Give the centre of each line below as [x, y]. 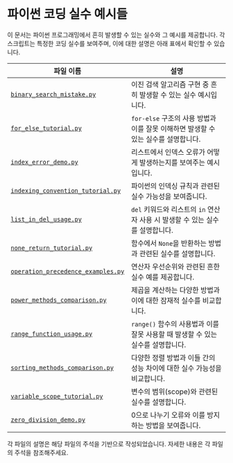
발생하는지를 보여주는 [172, 162]
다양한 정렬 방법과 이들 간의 [173, 357]
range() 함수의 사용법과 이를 [175, 323]
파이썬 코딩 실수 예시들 [68, 14]
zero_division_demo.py [48, 420]
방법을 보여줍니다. [173, 426]
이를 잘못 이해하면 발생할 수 [173, 128]
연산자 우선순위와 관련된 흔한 [175, 267]
